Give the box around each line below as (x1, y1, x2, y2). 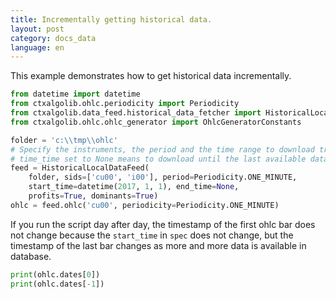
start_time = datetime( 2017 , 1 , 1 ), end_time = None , (28, 182, 240, 192)
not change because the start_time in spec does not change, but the (10, 229, 294, 241)
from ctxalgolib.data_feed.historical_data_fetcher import (10, 108, 262, 118)
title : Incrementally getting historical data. (10, 14, 213, 25)
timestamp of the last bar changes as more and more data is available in (10, 239, 307, 251)
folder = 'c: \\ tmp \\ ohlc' (10, 135, 118, 145)
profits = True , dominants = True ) (28, 191, 159, 201)
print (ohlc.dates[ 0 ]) (10, 269, 101, 280)
